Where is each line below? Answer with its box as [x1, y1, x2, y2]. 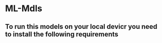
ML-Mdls [5, 3, 43, 14]
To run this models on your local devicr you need [5, 22, 158, 31]
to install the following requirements [5, 30, 119, 38]
